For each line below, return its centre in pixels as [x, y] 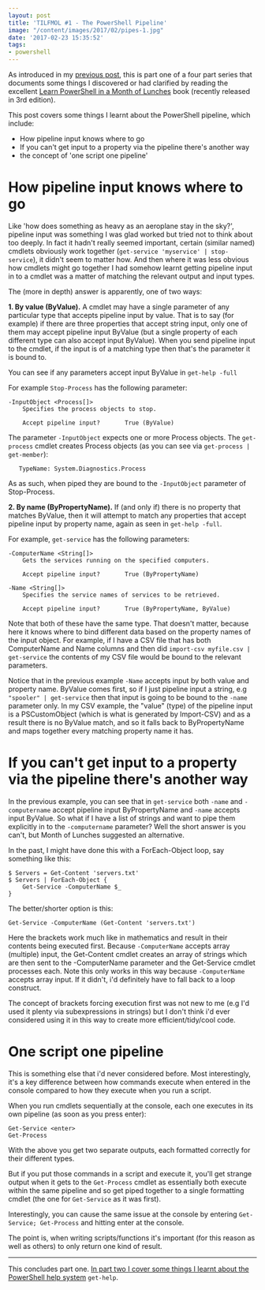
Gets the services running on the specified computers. [116, 560]
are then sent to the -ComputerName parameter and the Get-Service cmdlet [132, 963]
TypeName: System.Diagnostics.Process [82, 469]
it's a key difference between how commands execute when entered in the [129, 1082]
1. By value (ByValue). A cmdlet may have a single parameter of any [119, 307]
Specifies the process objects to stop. [90, 409]
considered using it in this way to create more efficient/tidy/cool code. [122, 1019]
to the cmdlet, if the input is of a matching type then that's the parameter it [129, 349]
